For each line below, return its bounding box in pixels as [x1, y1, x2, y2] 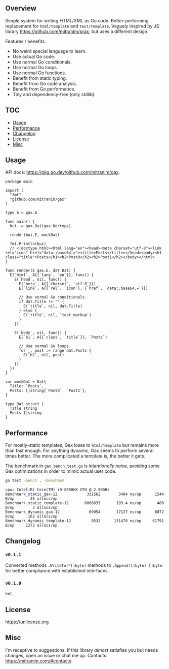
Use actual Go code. [12, 53, 56, 59]
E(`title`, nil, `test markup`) [23, 313, 92, 318]
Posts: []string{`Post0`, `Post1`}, [10, 388, 87, 393]
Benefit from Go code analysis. [12, 80, 77, 86]
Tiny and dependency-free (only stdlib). [12, 91, 96, 97]
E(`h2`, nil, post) [23, 353, 65, 358]
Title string [10, 406, 37, 411]
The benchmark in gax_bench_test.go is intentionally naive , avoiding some [5, 463, 160, 469]
